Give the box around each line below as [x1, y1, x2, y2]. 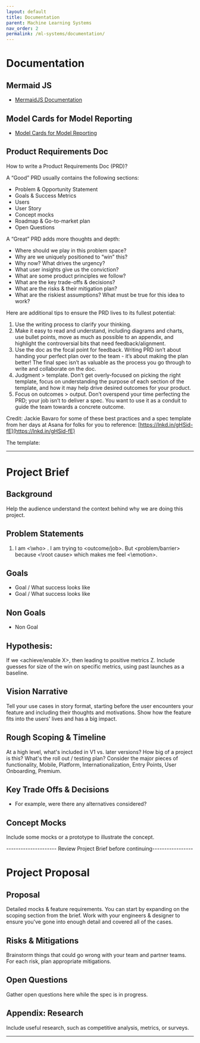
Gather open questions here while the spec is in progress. [6, 990, 148, 998]
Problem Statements [6, 529, 84, 539]
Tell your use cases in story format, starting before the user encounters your [6, 702, 193, 709]
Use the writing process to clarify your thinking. [14, 321, 132, 328]
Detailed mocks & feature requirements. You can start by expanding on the [6, 906, 189, 913]
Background [6, 489, 52, 499]
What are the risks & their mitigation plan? [14, 285, 117, 292]
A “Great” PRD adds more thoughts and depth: [6, 235, 120, 242]
